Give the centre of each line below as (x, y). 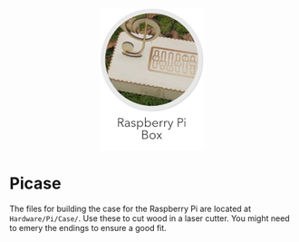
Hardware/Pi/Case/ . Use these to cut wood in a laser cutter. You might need (149, 218)
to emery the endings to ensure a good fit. (88, 227)
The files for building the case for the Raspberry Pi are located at (130, 208)
